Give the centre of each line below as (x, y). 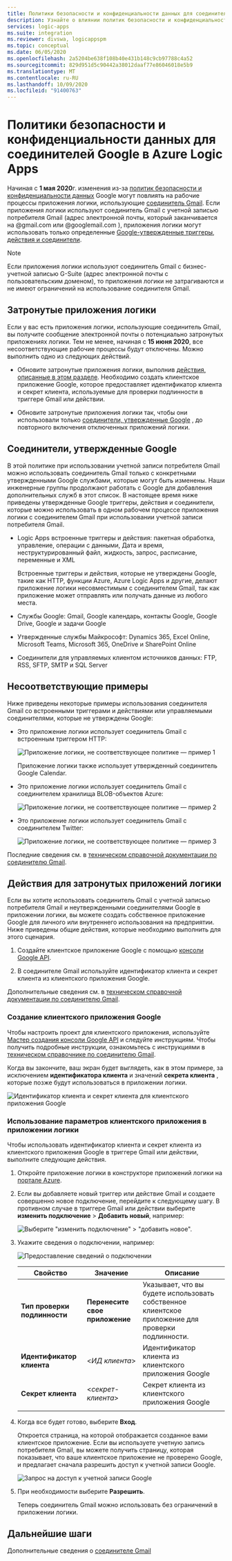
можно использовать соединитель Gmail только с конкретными (102, 473)
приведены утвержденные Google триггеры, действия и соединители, (111, 502)
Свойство (50, 1273)
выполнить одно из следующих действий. (69, 356)
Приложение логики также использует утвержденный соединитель (117, 766)
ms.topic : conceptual (38, 46)
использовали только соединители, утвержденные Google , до (110, 420)
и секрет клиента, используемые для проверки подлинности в (110, 391)
